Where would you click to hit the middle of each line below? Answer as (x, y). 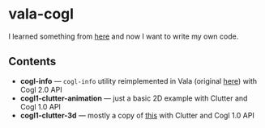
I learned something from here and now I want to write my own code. (124, 36)
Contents (32, 62)
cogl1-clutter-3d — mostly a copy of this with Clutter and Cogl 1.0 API (137, 115)
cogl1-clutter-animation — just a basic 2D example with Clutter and (134, 98)
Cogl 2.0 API (41, 89)
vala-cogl (41, 14)
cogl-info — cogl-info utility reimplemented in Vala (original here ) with (139, 81)
